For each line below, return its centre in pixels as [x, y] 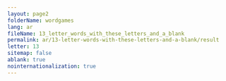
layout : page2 [28, 14]
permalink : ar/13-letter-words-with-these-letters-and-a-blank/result [113, 40]
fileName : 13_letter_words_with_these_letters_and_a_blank [96, 33]
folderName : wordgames [41, 20]
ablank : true [26, 60]
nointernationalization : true [52, 66]
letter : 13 [23, 46]
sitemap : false [30, 54]
